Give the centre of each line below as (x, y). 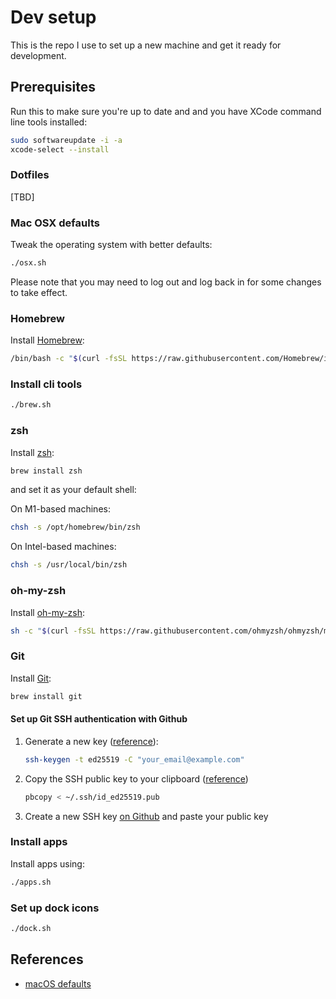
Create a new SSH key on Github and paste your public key (146, 816)
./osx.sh (28, 263)
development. (38, 55)
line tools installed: (49, 122)
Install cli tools (46, 384)
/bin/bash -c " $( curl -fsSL (69, 359)
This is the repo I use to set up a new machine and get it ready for (146, 45)
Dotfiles (30, 175)
